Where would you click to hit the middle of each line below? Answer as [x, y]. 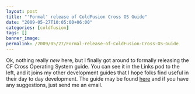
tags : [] [17, 33]
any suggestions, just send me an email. [54, 85]
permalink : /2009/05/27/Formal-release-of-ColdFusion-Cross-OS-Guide [93, 44]
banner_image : [23, 38]
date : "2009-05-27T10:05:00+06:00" [49, 22]
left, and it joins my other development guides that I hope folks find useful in [97, 73]
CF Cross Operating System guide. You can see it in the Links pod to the [93, 66]
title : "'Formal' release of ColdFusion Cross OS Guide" [77, 17]
